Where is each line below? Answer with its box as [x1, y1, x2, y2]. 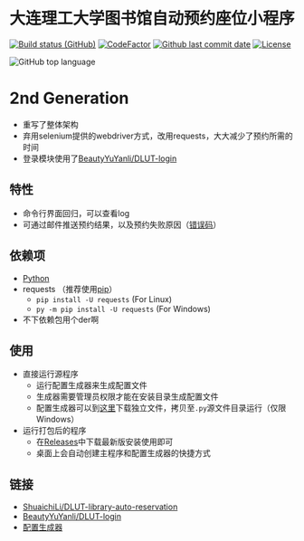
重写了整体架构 [22, 119, 79, 129]
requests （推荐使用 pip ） [22, 283, 118, 294]
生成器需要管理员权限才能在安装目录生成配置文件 [35, 391, 219, 403]
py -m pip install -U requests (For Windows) [35, 303, 211, 314]
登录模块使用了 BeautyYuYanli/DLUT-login [22, 153, 177, 164]
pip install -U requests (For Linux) [35, 293, 173, 304]
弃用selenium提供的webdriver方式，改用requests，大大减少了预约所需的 [22, 130, 293, 141]
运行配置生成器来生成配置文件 [35, 380, 147, 391]
